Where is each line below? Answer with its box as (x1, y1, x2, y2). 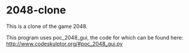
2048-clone (6, 3, 67, 17)
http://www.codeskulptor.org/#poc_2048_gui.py (6, 40, 123, 47)
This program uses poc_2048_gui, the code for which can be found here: (6, 34, 184, 41)
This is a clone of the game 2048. (6, 23, 88, 30)
